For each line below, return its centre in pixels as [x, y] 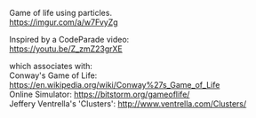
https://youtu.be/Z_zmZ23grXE [66, 49]
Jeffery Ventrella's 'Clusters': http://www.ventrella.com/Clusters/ [128, 104]
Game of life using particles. [61, 13]
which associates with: [51, 66]
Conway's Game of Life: [53, 75]
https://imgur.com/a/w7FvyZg [64, 22]
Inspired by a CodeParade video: [69, 39]
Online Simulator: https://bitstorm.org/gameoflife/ [100, 94]
